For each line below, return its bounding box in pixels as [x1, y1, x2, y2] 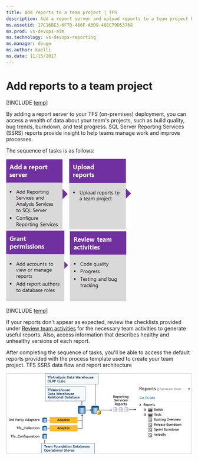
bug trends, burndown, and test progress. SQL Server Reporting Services [6, 123, 184, 130]
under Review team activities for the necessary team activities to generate [6, 325, 187, 332]
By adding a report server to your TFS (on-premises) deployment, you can [6, 110, 187, 118]
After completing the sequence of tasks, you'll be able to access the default [6, 349, 190, 356]
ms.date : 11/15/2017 [6, 53, 57, 59]
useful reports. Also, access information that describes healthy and [6, 331, 170, 338]
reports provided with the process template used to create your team [6, 355, 174, 362]
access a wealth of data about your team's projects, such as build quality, [6, 116, 185, 124]
